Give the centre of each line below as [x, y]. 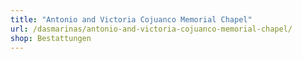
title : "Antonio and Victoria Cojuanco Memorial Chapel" [131, 19]
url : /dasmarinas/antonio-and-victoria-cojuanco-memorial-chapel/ [151, 29]
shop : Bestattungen [51, 38]
